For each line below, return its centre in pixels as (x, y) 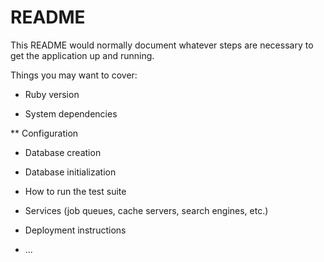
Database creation (63, 152)
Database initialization (70, 172)
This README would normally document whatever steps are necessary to (162, 45)
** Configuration (44, 133)
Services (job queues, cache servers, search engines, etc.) (146, 210)
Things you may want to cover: (74, 75)
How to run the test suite (75, 191)
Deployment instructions (75, 230)
